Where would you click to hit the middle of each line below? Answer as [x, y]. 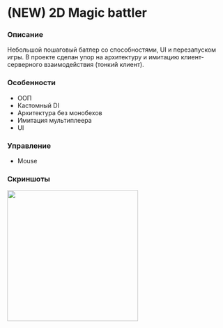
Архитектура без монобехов [60, 112]
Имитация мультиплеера [54, 120]
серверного [25, 65]
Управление [29, 146]
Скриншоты [29, 179]
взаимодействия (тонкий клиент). [94, 65]
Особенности [31, 83]
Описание [25, 35]
